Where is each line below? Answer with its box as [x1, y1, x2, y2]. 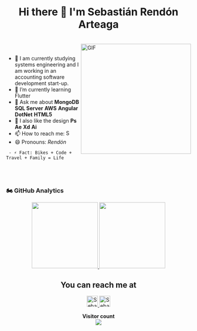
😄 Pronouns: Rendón [14, 138, 66, 146]
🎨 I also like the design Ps [14, 117, 77, 124]
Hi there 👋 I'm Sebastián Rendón [18, 5, 179, 19]
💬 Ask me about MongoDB [14, 98, 79, 105]
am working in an [14, 67, 57, 74]
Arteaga [78, 18, 119, 31]
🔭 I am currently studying [14, 55, 76, 62]
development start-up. [14, 79, 69, 87]
